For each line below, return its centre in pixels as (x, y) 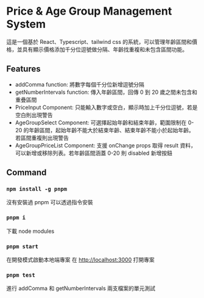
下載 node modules (30, 231)
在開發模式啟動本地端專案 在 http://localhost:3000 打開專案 (80, 260)
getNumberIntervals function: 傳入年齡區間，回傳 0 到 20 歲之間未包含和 (106, 92)
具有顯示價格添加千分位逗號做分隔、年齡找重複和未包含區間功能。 (105, 49)
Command (26, 173)
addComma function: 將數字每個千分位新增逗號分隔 (80, 84)
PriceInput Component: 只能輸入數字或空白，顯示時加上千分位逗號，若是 (106, 107)
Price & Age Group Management (89, 11)
